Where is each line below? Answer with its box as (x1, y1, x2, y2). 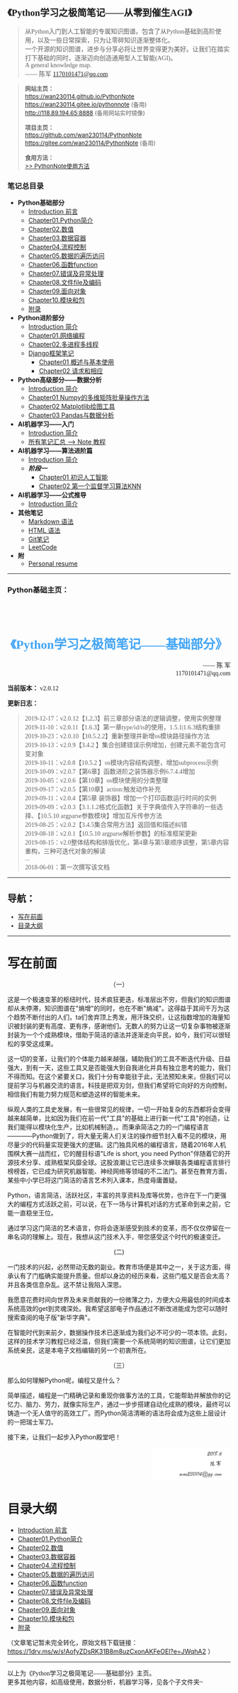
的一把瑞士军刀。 (7, 1418, 57, 1427)
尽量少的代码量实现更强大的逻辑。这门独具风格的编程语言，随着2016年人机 (7, 1140, 227, 1149)
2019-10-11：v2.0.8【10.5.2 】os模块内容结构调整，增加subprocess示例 (24, 759, 218, 767)
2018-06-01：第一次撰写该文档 (24, 864, 110, 872)
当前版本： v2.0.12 (7, 685, 59, 692)
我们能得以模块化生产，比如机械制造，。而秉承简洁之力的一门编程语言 (7, 1123, 209, 1132)
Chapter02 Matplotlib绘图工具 (28, 403, 115, 411)
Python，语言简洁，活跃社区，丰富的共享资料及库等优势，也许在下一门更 (7, 1191, 221, 1200)
